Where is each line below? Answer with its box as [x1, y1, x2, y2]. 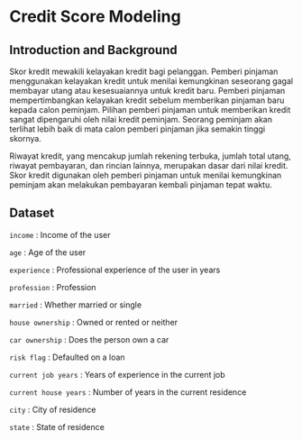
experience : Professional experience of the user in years [9, 264, 221, 275]
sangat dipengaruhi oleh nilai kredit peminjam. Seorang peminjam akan [9, 115, 273, 124]
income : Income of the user [9, 229, 111, 240]
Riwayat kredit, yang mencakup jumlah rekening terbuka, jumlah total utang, [9, 151, 291, 161]
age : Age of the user [9, 246, 87, 258]
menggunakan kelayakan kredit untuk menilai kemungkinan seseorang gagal [9, 76, 294, 87]
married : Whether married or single [9, 299, 142, 310]
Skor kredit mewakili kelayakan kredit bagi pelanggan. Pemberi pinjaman [9, 66, 279, 77]
